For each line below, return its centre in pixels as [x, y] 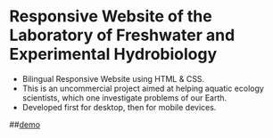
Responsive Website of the [111, 16]
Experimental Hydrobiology [113, 54]
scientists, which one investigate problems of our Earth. [124, 97]
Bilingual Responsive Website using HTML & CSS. [113, 78]
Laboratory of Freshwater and [122, 35]
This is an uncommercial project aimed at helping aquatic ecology [143, 88]
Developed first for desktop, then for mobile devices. [119, 107]
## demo [25, 124]
